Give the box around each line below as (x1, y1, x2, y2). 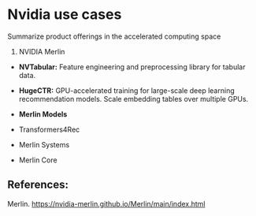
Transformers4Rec (18, 125, 80, 134)
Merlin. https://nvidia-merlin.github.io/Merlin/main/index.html (7, 199, 206, 208)
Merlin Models (18, 109, 68, 119)
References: (7, 178, 69, 192)
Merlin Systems (18, 140, 70, 149)
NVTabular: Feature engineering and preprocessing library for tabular (18, 61, 246, 72)
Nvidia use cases (7, 6, 122, 24)
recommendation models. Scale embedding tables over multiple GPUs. (18, 94, 249, 103)
